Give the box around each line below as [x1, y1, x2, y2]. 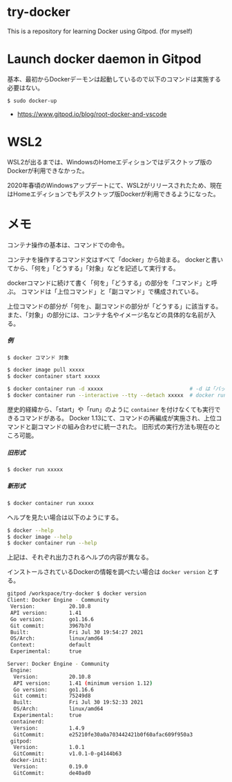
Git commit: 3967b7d [10, 622, 91, 629]
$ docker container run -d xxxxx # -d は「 [7, 385, 215, 392]
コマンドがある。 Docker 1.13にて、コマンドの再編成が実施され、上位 [19, 414, 216, 422]
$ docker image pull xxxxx [7, 367, 85, 374]
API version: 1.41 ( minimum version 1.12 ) [13, 680, 153, 687]
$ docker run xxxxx [7, 466, 64, 473]
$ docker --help [7, 526, 54, 534]
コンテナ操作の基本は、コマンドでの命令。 [7, 240, 128, 249]
